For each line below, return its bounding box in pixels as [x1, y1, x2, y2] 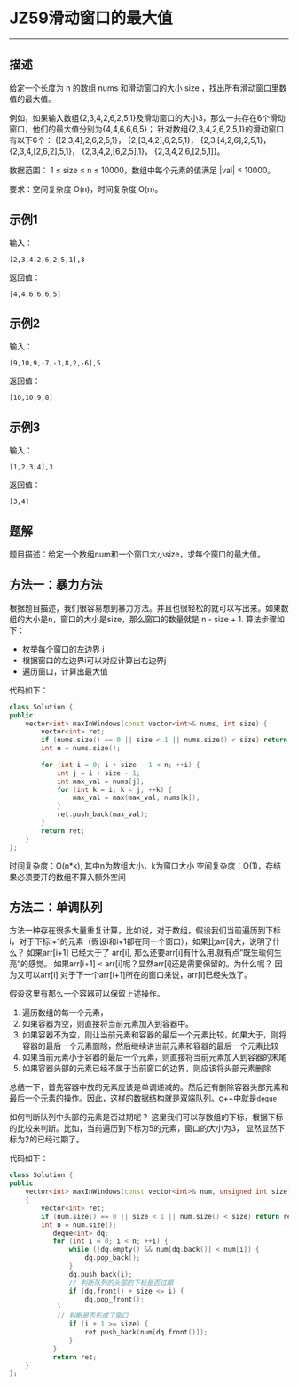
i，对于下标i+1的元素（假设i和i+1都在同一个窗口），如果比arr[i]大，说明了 [9, 936, 273, 947]
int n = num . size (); [41, 1220, 117, 1230]
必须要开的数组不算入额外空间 [16, 871, 126, 882]
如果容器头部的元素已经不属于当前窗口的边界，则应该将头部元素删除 [21, 1063, 271, 1074]
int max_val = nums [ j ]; [56, 777, 145, 786]
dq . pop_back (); [84, 1254, 141, 1262]
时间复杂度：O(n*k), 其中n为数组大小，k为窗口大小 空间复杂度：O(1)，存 [9, 860, 274, 871]
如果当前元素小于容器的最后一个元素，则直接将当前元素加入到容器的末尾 [21, 1052, 286, 1062]
